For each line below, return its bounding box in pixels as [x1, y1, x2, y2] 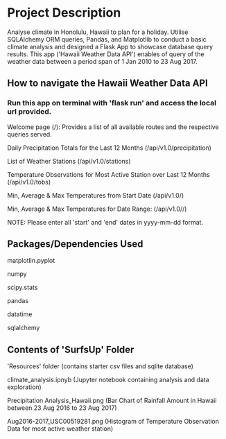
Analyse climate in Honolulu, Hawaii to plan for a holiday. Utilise [7, 28, 189, 36]
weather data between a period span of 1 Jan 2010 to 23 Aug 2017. [7, 57, 198, 65]
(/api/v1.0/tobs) [7, 178, 51, 186]
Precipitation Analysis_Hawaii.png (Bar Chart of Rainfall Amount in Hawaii [7, 397, 217, 405]
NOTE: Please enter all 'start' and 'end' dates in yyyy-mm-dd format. [7, 218, 203, 226]
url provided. [7, 107, 52, 117]
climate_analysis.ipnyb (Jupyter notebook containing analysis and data [7, 376, 209, 384]
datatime [7, 310, 33, 318]
